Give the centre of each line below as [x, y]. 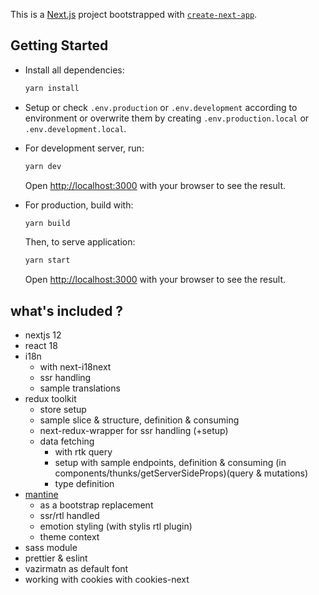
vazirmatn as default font [76, 569]
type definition [84, 484]
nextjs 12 [43, 335]
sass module [51, 548]
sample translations [80, 388]
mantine [41, 495]
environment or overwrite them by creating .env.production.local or [167, 118]
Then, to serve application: [80, 242]
